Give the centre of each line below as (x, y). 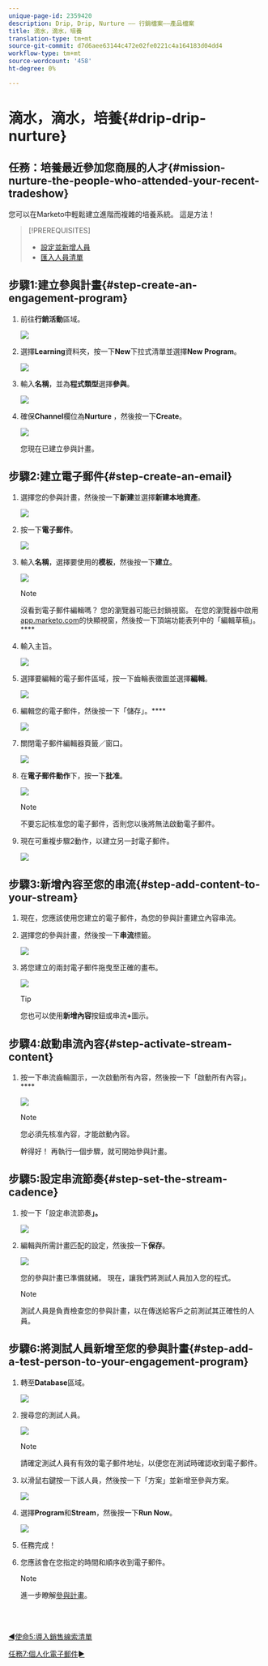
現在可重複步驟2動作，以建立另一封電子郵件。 (97, 841)
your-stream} (43, 897)
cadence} (34, 1193)
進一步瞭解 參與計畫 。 (55, 1595)
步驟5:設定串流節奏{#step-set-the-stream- (118, 1179)
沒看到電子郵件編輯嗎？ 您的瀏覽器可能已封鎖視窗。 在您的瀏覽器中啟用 (139, 610)
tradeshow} (39, 194)
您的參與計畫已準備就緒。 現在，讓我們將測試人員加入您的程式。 (128, 1277)
